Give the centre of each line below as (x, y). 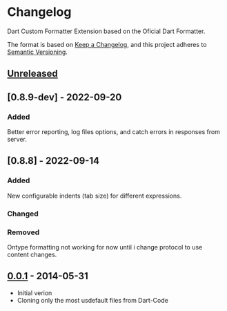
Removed (23, 232)
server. (17, 140)
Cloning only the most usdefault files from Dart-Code (93, 300)
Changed (23, 214)
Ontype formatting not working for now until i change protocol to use (105, 247)
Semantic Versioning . (37, 52)
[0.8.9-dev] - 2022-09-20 (65, 97)
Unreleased (33, 74)
